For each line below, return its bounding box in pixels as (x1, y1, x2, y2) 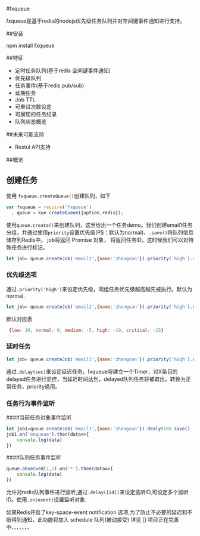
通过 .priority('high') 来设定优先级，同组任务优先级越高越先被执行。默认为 (6, 285, 192, 292)
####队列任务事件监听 (6, 454, 61, 461)
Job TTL (14, 96, 36, 103)
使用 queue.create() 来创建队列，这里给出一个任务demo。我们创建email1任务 (6, 221, 193, 229)
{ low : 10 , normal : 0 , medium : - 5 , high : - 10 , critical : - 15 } (8, 327, 164, 333)
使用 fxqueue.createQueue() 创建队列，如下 (6, 192, 111, 199)
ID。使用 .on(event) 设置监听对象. (6, 496, 87, 503)
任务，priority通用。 (11, 383, 61, 390)
